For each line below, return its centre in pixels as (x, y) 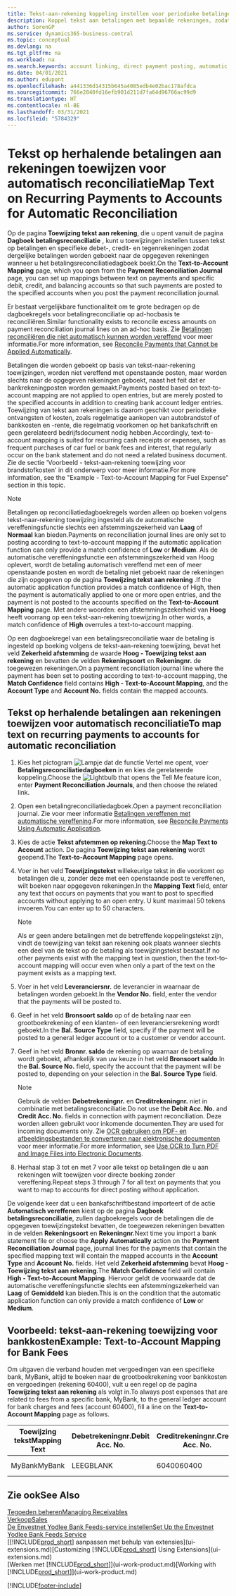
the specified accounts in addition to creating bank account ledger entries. (115, 402)
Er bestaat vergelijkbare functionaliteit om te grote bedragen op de (104, 307)
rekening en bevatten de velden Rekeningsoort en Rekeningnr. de (104, 660)
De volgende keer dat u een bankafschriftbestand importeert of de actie (111, 1204)
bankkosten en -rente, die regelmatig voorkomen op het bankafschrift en (112, 425)
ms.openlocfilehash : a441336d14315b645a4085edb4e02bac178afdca (102, 86)
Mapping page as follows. (72, 1414)
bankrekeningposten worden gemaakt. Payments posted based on (103, 388)
